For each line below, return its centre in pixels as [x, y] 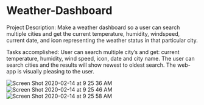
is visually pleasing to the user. [56, 71]
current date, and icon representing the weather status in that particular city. [102, 40]
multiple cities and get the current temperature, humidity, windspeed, [93, 33]
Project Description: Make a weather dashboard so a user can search [93, 27]
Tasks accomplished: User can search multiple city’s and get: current [93, 52]
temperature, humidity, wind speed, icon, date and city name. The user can [100, 58]
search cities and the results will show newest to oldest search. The [91, 65]
